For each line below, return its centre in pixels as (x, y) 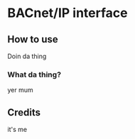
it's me (17, 130)
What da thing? (34, 74)
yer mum (20, 90)
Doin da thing (27, 56)
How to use (33, 39)
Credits (24, 112)
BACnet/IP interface (67, 13)
